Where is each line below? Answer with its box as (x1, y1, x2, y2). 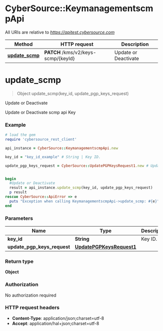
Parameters (5, 215, 33, 221)
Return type (5, 258, 34, 265)
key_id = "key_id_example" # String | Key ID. (5, 154, 101, 159)
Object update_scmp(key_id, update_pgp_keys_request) (16, 90, 129, 96)
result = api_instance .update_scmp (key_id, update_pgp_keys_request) (9, 185, 153, 190)
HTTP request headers (5, 304, 60, 311)
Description (121, 41, 149, 48)
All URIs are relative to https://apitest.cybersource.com (5, 29, 115, 35)
